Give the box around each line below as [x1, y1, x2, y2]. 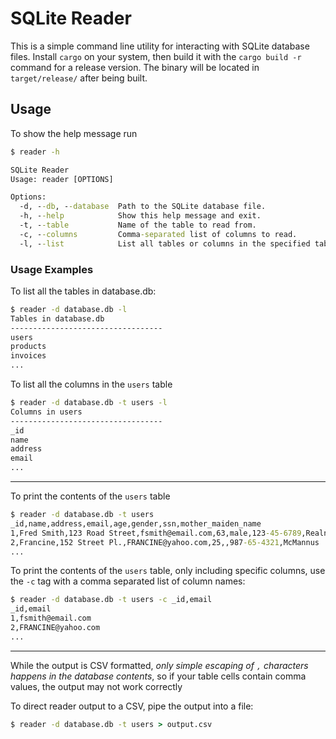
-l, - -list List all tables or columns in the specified [19, 238, 311, 249]
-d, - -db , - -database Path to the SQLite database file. [19, 202, 267, 212]
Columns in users [10, 407, 83, 417]
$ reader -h [10, 147, 60, 157]
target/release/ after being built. [10, 72, 148, 84]
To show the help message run [10, 127, 138, 139]
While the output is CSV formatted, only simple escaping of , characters [10, 659, 309, 671]
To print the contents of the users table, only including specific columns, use [10, 565, 326, 577]
